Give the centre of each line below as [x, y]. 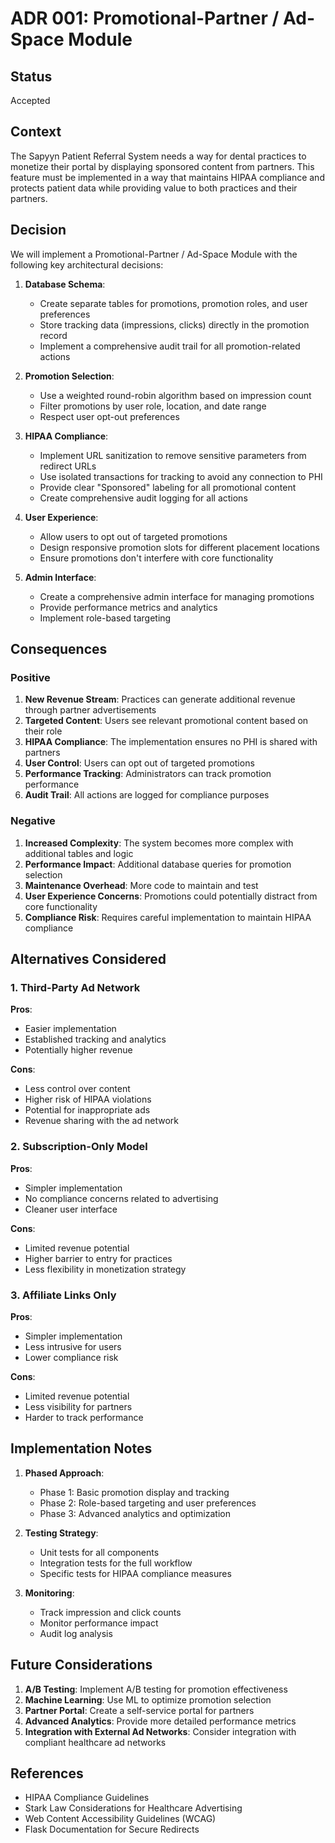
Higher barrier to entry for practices [98, 1258]
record [53, 335]
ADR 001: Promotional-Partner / [145, 18]
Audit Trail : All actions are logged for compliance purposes [147, 795]
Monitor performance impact [99, 1623]
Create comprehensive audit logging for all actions [143, 498]
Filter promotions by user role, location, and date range [153, 406]
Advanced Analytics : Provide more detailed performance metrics [160, 1721]
